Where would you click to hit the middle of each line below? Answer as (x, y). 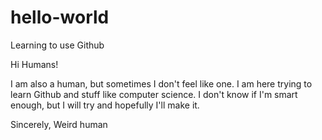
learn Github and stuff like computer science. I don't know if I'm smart (154, 94)
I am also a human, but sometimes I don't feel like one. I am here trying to (161, 83)
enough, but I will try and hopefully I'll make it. (105, 105)
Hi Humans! (34, 64)
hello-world (60, 17)
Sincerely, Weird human (59, 124)
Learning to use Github (57, 45)
